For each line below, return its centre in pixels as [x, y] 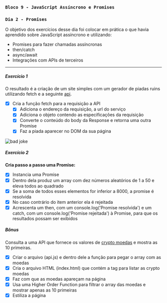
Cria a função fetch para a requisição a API [56, 104]
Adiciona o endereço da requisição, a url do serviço [73, 109]
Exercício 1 [17, 76]
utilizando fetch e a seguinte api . [39, 94]
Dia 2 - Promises [26, 19]
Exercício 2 [17, 153]
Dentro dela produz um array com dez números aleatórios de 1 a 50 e [83, 180]
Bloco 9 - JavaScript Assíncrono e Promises [60, 7]
